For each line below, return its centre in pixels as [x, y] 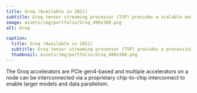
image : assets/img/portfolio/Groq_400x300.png [64, 22]
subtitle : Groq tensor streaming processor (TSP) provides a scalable [94, 17]
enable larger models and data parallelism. [57, 84]
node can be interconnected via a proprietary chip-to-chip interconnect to [96, 77]
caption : [17, 39]
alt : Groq [18, 28]
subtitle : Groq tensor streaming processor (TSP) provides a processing [102, 49]
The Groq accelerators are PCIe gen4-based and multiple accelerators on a [97, 71]
